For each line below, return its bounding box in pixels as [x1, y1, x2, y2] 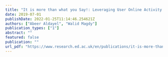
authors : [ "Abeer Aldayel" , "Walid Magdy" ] [5, 21, 97, 26]
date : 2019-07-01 [5, 12, 41, 17]
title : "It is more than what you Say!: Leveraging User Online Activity [5, 7, 162, 12]
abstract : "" [5, 30, 32, 35]
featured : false [5, 35, 39, 40]
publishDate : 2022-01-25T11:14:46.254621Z [5, 16, 95, 21]
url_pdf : [5, 44, 23, 49]
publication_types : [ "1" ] [5, 26, 59, 31]
